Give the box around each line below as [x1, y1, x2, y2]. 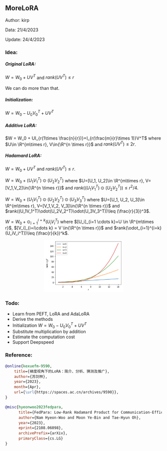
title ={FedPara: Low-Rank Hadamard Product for [18, 410, 119, 415]
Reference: [5, 352, 33, 359]
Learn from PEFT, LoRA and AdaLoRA [12, 311, 90, 317]
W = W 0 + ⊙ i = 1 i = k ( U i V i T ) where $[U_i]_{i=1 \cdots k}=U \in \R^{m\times [5, 218, 154, 225]
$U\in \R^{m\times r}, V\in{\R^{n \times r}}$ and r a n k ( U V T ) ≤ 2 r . [5, 140, 136, 147]
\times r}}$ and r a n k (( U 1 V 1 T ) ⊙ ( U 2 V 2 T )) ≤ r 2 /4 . [42, 184, 139, 192]
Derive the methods [12, 316, 53, 322]
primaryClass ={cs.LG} [18, 436, 64, 441]
